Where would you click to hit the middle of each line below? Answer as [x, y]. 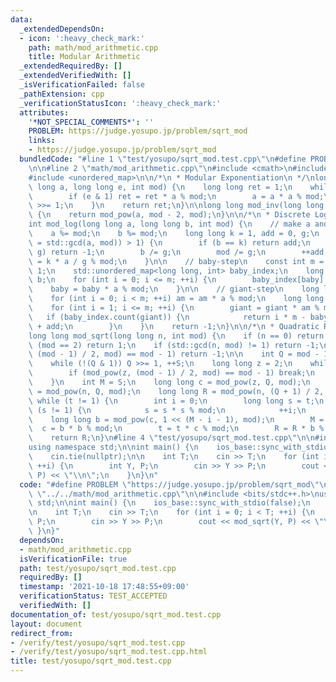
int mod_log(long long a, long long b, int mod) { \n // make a [169, 224]
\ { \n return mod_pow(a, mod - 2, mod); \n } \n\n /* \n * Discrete [169, 215]
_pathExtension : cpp [62, 94]
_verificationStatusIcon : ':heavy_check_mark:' [120, 103]
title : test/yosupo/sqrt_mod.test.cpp [91, 661]
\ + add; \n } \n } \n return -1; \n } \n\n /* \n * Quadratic [174, 326]
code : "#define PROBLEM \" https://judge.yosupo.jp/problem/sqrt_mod [165, 484]
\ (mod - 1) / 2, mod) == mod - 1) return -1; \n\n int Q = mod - [174, 354]
